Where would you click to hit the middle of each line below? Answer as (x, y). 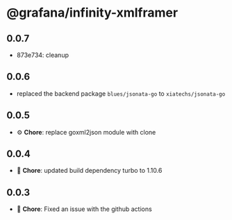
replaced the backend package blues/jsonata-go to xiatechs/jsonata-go (121, 93)
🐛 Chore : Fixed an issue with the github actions (84, 209)
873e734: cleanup (42, 55)
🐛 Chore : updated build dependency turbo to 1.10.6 (89, 171)
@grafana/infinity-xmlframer (92, 13)
